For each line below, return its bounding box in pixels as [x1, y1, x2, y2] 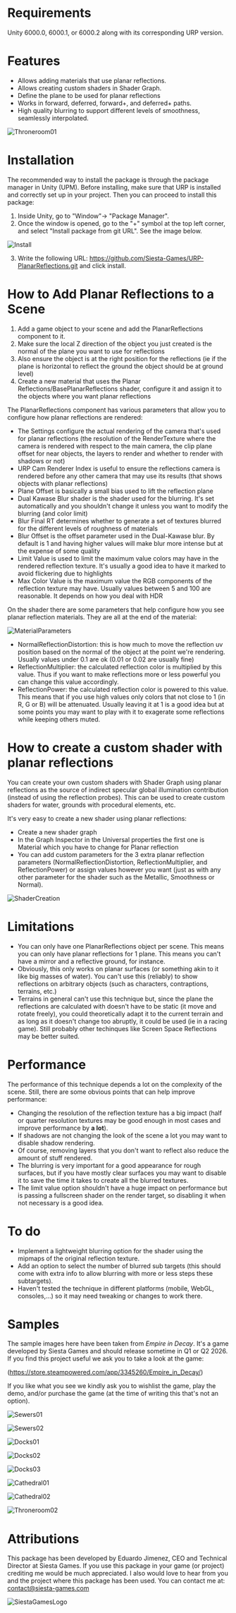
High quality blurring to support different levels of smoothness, [17, 106, 201, 114]
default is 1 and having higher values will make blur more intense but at [17, 539, 223, 547]
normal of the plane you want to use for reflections [17, 347, 166, 355]
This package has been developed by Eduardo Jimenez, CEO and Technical [7, 1554, 228, 1563]
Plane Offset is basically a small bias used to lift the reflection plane [17, 487, 213, 495]
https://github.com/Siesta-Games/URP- [89, 254, 204, 262]
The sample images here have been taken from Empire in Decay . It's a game [7, 1339, 229, 1348]
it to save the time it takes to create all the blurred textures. [17, 1176, 189, 1184]
